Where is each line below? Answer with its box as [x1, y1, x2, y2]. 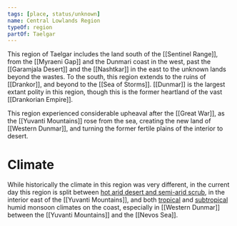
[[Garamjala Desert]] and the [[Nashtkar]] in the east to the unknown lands [7, 65, 226, 73]
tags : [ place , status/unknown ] [7, 10, 101, 18]
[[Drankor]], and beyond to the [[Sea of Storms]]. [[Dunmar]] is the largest [7, 80, 226, 89]
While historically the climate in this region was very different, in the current [7, 180, 230, 189]
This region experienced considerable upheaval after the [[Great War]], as [7, 109, 225, 118]
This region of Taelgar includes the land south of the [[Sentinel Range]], [7, 50, 218, 58]
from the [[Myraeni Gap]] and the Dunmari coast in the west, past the [7, 58, 211, 66]
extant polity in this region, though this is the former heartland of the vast [7, 88, 223, 96]
